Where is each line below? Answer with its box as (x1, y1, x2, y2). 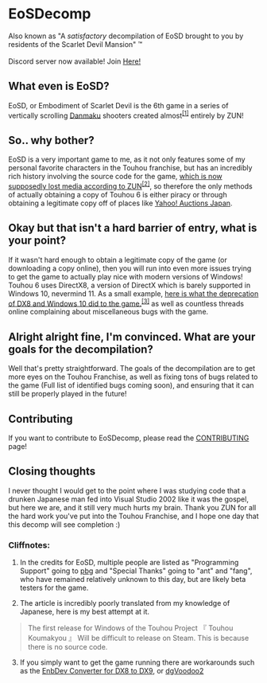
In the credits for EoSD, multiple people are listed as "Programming (19, 558, 239, 568)
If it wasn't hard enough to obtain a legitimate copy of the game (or (8, 255, 228, 264)
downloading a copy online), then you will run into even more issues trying (8, 263, 252, 273)
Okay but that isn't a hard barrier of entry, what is (8, 221, 257, 235)
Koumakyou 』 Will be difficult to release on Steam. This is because (27, 634, 250, 643)
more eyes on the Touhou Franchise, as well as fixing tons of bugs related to (8, 372, 258, 382)
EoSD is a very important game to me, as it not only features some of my (8, 154, 246, 164)
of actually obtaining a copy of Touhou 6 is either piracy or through (8, 189, 228, 199)
